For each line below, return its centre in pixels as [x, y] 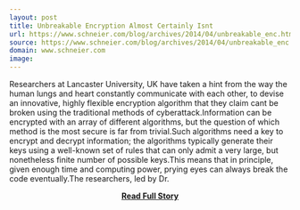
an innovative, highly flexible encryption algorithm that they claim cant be [144, 103]
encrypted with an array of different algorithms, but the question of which [145, 122]
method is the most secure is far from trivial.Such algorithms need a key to [146, 131]
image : [21, 59]
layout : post [33, 17]
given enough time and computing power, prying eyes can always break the [149, 169]
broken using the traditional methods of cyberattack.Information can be [141, 113]
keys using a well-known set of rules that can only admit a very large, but [144, 150]
